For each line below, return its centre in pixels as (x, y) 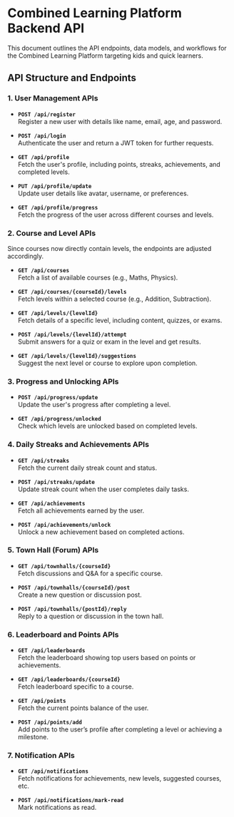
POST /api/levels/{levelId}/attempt (72, 334)
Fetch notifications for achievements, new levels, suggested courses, (119, 779)
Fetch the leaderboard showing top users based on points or (107, 658)
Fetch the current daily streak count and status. (87, 468)
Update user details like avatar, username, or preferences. (103, 193)
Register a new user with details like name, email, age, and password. (120, 121)
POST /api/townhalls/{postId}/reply (72, 609)
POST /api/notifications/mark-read (71, 801)
